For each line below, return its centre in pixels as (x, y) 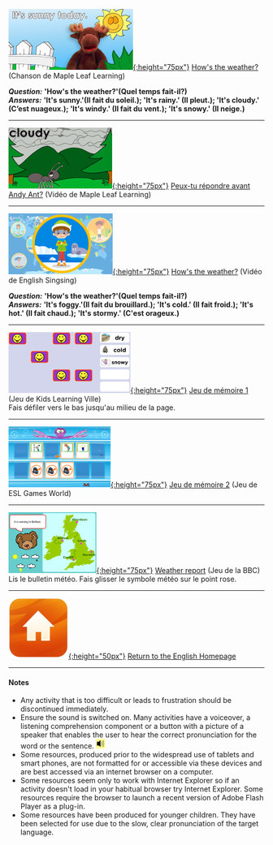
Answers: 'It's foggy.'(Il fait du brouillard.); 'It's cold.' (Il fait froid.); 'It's (131, 304)
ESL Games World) (40, 493)
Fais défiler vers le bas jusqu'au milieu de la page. (92, 407)
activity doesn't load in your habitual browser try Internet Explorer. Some (142, 789)
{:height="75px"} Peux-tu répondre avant (181, 186)
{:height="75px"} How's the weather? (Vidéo (187, 272)
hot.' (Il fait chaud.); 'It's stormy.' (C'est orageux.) (94, 313)
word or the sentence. (57, 746)
